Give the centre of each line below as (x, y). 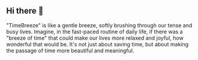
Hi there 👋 (25, 11)
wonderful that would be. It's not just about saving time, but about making (97, 44)
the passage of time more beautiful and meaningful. (70, 50)
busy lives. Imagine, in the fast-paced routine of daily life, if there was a (94, 31)
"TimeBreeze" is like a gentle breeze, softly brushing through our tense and (99, 25)
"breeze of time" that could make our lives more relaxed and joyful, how (95, 38)
